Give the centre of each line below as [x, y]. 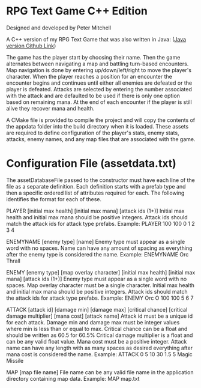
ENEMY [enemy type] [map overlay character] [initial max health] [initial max [101, 272]
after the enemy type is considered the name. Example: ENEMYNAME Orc [97, 254]
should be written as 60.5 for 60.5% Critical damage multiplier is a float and [100, 335]
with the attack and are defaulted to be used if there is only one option [93, 95]
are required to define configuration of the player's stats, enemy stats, [93, 133]
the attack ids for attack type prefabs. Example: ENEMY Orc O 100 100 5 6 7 [100, 298]
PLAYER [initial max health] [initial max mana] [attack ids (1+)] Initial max [95, 211]
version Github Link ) [31, 46]
